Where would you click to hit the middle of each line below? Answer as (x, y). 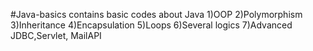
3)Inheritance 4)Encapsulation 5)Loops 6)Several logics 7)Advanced (151, 25)
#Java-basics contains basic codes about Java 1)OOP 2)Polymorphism (156, 14)
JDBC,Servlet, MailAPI (56, 35)
